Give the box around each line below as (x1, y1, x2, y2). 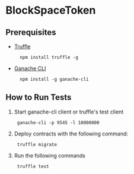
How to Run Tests (5, 93, 72, 103)
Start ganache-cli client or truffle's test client (14, 108, 124, 115)
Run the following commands (14, 152, 85, 159)
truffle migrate (17, 141, 58, 147)
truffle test (17, 163, 49, 169)
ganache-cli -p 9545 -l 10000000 (17, 119, 100, 125)
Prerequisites (5, 27, 56, 37)
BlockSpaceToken (5, 4, 96, 17)
